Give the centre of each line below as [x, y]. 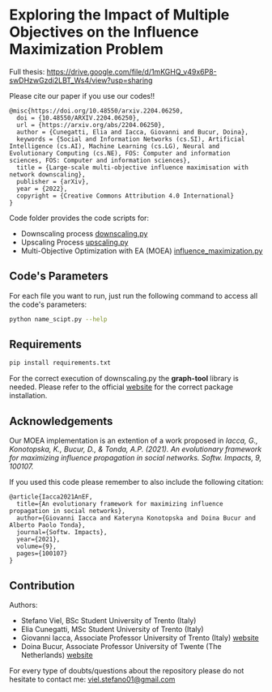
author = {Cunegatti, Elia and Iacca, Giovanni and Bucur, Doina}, [133, 132]
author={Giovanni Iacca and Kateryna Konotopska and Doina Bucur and [136, 518]
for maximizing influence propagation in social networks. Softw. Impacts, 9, [136, 458]
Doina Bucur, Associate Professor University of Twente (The [121, 646]
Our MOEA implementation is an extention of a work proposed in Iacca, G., [134, 441]
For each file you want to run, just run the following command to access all [134, 295]
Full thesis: [27, 71]
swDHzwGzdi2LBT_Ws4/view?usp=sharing [81, 80]
